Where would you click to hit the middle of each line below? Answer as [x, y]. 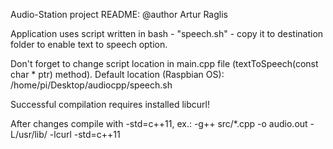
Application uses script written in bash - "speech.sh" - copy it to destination [167, 33]
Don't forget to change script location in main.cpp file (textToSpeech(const [164, 63]
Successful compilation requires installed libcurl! [110, 104]
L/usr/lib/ [29, 134]
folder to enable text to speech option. [89, 44]
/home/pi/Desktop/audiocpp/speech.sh [91, 85]
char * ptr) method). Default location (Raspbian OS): [117, 74]
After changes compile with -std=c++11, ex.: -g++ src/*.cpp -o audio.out [159, 123]
